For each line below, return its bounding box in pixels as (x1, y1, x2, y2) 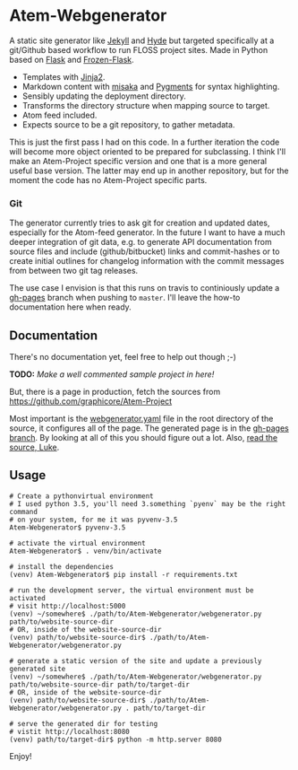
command (9, 507, 38, 516)
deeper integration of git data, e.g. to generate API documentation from (9, 237, 272, 248)
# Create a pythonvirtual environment (9, 491, 154, 501)
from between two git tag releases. (9, 266, 139, 276)
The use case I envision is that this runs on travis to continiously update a (9, 283, 280, 293)
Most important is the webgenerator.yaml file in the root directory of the (9, 414, 274, 424)
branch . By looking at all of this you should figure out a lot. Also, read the (9, 433, 278, 443)
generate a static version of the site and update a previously (17, 656, 262, 665)
